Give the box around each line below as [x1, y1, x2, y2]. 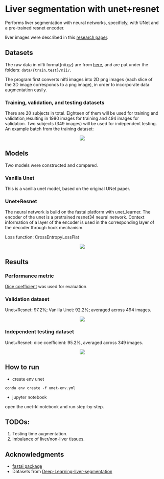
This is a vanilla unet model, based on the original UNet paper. [5, 186, 131, 192]
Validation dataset [5, 296, 50, 303]
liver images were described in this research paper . [5, 34, 109, 40]
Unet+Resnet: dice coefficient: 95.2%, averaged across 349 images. [5, 340, 143, 346]
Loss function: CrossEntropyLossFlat [5, 234, 79, 240]
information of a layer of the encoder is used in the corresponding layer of [5, 219, 155, 225]
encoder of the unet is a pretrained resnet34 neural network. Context [5, 214, 144, 220]
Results [5, 258, 29, 266]
